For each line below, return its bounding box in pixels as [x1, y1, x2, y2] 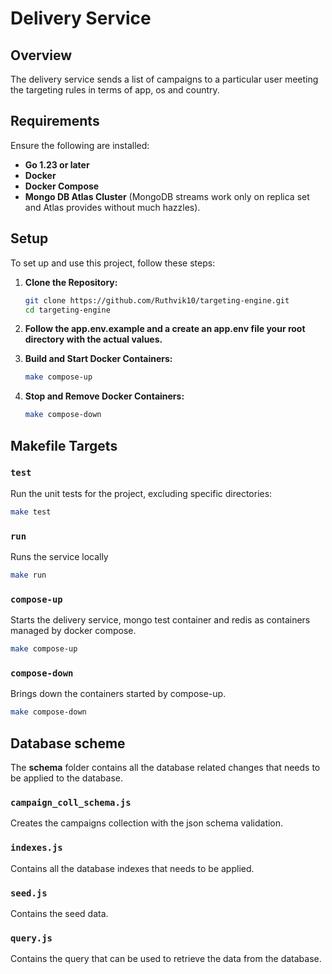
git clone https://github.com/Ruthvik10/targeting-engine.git [24, 295, 290, 306]
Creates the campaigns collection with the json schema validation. [10, 817, 284, 829]
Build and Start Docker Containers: [24, 353, 173, 365]
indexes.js [10, 842, 63, 854]
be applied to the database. [10, 772, 123, 784]
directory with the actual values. [24, 333, 163, 346]
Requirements [10, 113, 100, 130]
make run [10, 570, 47, 580]
